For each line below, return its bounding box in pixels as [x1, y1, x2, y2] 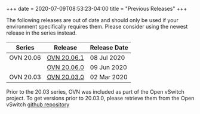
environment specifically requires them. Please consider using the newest [6, 23, 188, 30]
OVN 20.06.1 [47, 54, 85, 61]
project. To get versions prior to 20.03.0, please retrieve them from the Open [6, 95, 195, 101]
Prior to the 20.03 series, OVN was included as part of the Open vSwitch [6, 88, 184, 95]
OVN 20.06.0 [47, 63, 85, 71]
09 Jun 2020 [90, 63, 127, 71]
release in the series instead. [6, 29, 77, 36]
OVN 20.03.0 [47, 73, 85, 81]
